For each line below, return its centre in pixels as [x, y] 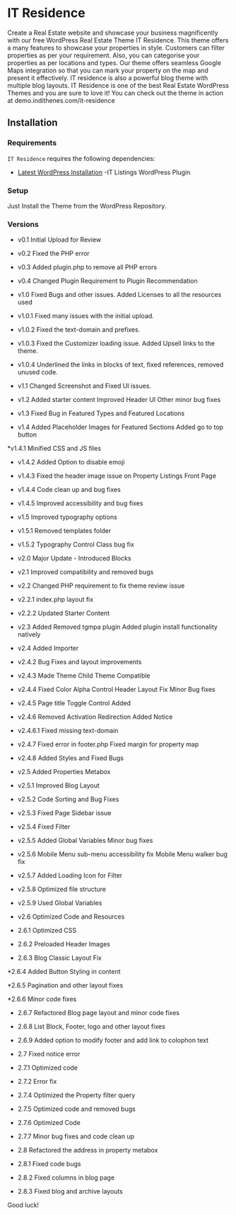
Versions [23, 224]
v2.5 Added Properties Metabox [64, 772]
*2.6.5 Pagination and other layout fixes [65, 985]
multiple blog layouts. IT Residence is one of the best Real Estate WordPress [118, 85]
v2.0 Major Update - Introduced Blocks [75, 559]
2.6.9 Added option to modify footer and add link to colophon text [113, 1041]
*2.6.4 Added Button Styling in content [64, 972]
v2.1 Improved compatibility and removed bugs [85, 572]
